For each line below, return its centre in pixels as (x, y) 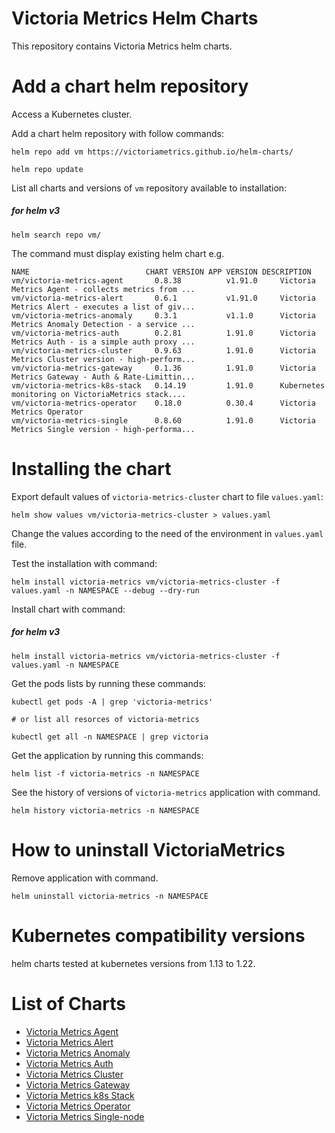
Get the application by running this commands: (107, 755)
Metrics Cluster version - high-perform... (103, 359)
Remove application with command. (85, 878)
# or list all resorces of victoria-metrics (105, 719)
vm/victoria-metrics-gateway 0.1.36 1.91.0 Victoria (163, 368)
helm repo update (47, 169)
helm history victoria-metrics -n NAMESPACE (105, 810)
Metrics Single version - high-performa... (103, 429)
